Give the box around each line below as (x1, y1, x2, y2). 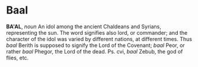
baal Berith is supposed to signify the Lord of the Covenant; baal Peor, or (6, 42, 185, 49)
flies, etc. (6, 54, 29, 61)
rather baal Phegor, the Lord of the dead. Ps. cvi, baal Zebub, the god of (6, 48, 183, 55)
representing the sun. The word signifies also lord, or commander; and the (6, 29, 188, 36)
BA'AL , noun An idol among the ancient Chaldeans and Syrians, (6, 23, 162, 30)
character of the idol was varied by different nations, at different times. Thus (6, 35, 193, 42)
